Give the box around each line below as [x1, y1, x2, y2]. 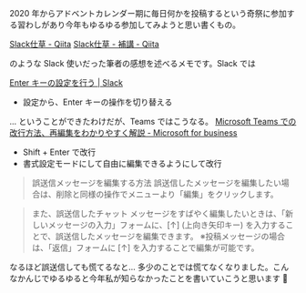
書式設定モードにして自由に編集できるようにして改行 [22, 158, 222, 168]
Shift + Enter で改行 [22, 146, 97, 157]
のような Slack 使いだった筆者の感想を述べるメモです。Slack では [9, 58, 257, 68]
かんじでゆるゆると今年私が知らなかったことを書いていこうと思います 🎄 [16, 273, 289, 284]
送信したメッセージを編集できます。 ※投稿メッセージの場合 [63, 231, 285, 241]
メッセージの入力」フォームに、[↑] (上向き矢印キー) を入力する [47, 219, 286, 230]
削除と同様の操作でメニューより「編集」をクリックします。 [56, 189, 280, 199]
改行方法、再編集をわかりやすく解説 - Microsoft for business [9, 127, 239, 138]
